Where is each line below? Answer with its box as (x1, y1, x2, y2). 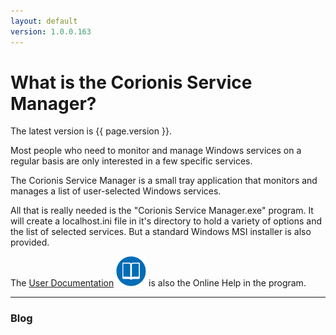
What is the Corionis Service (10, 71, 253, 94)
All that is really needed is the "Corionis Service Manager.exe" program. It (10, 205, 314, 217)
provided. (10, 236, 50, 249)
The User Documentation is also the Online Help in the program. (10, 277, 307, 289)
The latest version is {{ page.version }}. (10, 125, 172, 137)
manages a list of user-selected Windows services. (10, 185, 222, 197)
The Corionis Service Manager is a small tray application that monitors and (10, 175, 318, 187)
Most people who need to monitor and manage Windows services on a (10, 145, 302, 157)
